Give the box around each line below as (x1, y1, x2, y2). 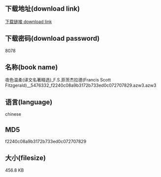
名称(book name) (5, 63, 58, 72)
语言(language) (5, 98, 53, 106)
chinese (5, 111, 21, 117)
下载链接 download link (5, 19, 52, 25)
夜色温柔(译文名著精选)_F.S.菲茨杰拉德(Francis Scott (5, 77, 111, 83)
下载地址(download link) (5, 4, 80, 13)
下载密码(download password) (5, 34, 100, 43)
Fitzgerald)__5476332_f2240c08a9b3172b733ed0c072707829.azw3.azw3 (5, 82, 157, 88)
